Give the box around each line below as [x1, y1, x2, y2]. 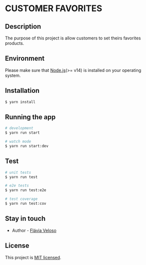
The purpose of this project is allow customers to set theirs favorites [5, 35, 141, 41]
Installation [5, 87, 40, 95]
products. [5, 40, 24, 46]
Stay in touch [5, 214, 46, 223]
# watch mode [5, 139, 31, 144]
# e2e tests [5, 183, 29, 188]
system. [5, 72, 21, 78]
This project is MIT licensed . [5, 254, 61, 260]
